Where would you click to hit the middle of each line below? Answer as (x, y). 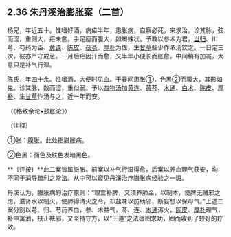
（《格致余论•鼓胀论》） (39, 111)
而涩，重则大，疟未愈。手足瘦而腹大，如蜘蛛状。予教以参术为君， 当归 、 (109, 38)
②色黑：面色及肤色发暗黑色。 (51, 155)
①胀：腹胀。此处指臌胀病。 (47, 140)
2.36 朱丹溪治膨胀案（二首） (68, 12)
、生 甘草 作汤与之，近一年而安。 (58, 96)
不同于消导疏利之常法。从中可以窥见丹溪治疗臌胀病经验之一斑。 (97, 178)
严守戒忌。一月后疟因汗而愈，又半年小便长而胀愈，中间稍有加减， (124, 56)
